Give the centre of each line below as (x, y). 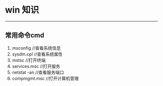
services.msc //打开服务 (36, 66)
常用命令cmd (25, 35)
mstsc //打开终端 (29, 60)
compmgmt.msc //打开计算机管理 (45, 78)
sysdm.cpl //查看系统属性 (37, 54)
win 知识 (22, 10)
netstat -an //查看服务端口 (38, 72)
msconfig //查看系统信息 (36, 48)
